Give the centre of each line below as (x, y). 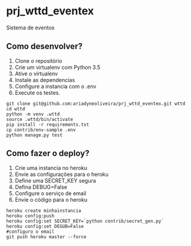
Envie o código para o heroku (51, 199)
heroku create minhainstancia (44, 211)
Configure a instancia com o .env (56, 86)
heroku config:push (30, 216)
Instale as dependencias (45, 80)
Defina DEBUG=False (41, 187)
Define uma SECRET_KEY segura (56, 180)
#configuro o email (30, 232)
